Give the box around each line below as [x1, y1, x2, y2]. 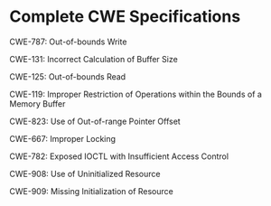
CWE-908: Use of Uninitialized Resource [9, 168, 161, 179]
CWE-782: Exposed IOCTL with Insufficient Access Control [9, 151, 229, 162]
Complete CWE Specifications [9, 6, 241, 27]
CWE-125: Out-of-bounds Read [9, 70, 126, 82]
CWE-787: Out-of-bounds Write [9, 36, 127, 47]
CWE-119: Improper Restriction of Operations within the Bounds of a [9, 89, 262, 99]
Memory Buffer [9, 98, 66, 109]
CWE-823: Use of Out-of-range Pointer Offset [9, 116, 181, 126]
